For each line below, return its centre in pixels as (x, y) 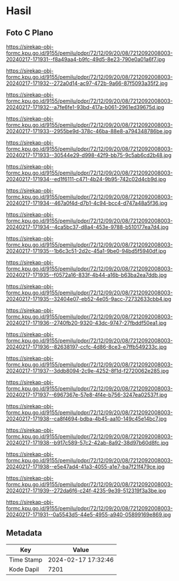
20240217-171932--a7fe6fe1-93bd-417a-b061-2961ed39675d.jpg (85, 107)
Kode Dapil (24, 569)
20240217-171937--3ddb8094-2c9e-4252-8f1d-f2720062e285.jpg (87, 371)
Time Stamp (26, 560)
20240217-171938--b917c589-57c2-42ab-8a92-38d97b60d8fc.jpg (87, 443)
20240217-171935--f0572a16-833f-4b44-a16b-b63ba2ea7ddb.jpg (87, 275)
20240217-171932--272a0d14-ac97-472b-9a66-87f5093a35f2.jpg (87, 83)
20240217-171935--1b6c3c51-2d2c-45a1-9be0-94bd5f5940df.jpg (86, 251)
